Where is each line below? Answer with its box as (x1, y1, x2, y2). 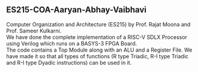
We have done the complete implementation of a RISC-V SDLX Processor (6, 33, 188, 41)
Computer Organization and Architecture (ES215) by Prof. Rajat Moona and (6, 20, 191, 28)
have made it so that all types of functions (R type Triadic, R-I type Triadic (6, 52, 189, 59)
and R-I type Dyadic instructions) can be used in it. (6, 59, 132, 66)
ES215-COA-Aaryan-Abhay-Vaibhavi (6, 5, 147, 15)
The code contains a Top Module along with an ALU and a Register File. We (6, 46, 193, 53)
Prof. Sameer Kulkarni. (6, 27, 62, 34)
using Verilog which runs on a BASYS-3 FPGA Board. (6, 40, 137, 47)
